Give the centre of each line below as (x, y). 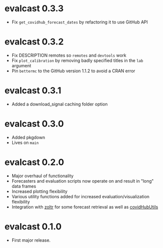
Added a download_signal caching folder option (60, 104)
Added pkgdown (28, 137)
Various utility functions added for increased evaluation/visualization (81, 196)
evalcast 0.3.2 (34, 42)
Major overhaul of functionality (42, 176)
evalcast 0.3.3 (34, 9)
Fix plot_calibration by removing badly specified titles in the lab (77, 60)
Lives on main (25, 143)
